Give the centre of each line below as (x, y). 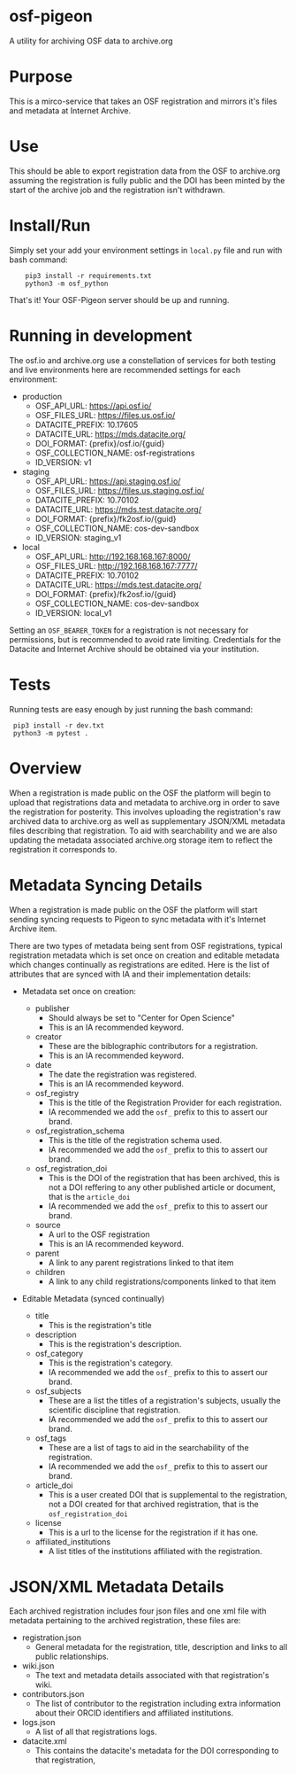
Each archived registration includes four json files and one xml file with (138, 1611)
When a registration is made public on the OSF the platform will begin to (140, 793)
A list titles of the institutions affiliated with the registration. (155, 1551)
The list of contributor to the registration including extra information (158, 1704)
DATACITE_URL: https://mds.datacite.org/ (110, 434)
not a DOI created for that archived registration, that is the (153, 1504)
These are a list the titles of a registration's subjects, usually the (164, 1400)
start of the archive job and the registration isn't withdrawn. (117, 190)
